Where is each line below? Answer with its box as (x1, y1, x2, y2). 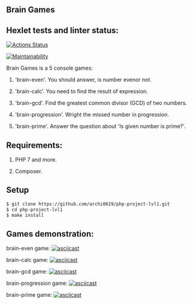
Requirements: (6, 140, 63, 150)
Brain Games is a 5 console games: (6, 64, 93, 71)
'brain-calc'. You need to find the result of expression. (14, 88, 148, 95)
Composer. (14, 168, 43, 175)
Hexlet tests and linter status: (6, 25, 119, 35)
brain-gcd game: (6, 268, 48, 275)
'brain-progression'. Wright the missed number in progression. (14, 111, 170, 118)
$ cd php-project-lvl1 (6, 207, 63, 213)
